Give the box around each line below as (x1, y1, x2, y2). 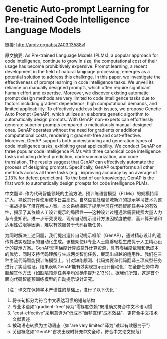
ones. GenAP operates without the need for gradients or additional (5, 127, 141, 133)
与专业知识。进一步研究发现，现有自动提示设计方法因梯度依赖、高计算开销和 (5, 215, 162, 221)
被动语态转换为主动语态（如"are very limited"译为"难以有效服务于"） (12, 322, 153, 328)
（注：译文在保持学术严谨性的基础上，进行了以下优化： (5, 286, 118, 293)
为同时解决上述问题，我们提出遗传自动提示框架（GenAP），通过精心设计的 (5, 232, 157, 238)
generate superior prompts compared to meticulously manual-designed (5, 121, 152, 128)
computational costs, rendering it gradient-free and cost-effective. (5, 132, 142, 138)
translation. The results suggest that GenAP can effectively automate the (5, 159, 154, 165)
